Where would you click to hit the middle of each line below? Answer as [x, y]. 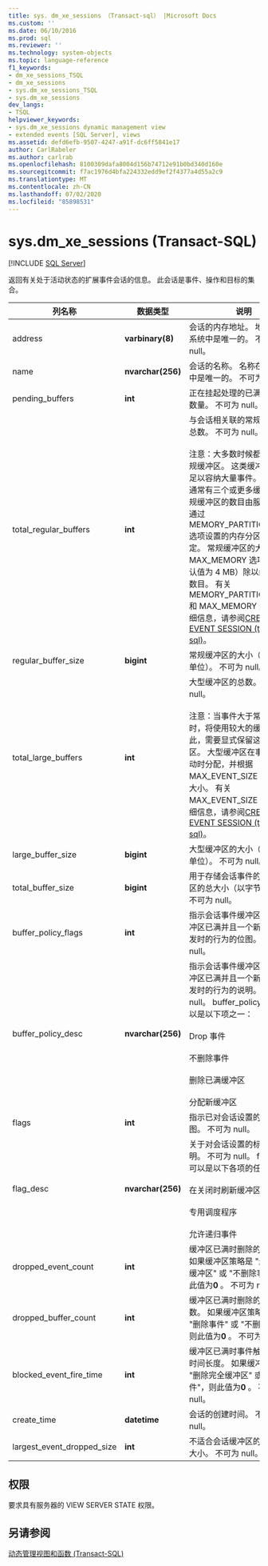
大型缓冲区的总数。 [225, 683]
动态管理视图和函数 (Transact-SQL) [66, 1554]
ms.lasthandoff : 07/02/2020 [55, 194]
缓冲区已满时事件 [221, 1352]
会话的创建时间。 [221, 1415]
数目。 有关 [210, 584]
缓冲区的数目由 [225, 503]
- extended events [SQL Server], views [75, 134]
